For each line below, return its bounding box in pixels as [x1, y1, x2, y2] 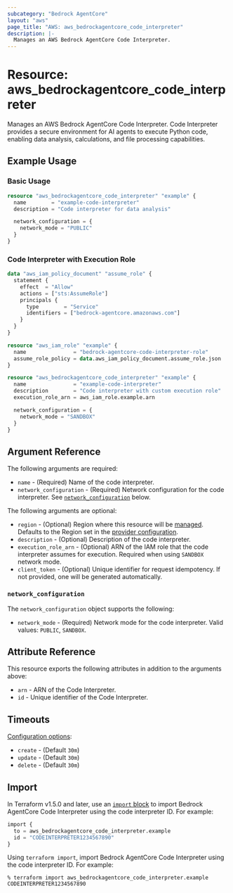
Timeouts [7, 714, 51, 726]
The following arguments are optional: [7, 507, 117, 515]
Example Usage [7, 156, 77, 167]
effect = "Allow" [20, 283, 74, 291]
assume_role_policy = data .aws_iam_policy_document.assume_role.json [13, 355, 221, 362]
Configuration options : [7, 733, 72, 741]
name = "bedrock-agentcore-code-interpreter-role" [13, 348, 209, 355]
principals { [20, 296, 58, 303]
